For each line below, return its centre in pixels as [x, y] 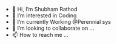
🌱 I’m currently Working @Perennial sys [61, 22]
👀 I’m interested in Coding [44, 15]
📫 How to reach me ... [40, 35]
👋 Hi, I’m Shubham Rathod [45, 9]
